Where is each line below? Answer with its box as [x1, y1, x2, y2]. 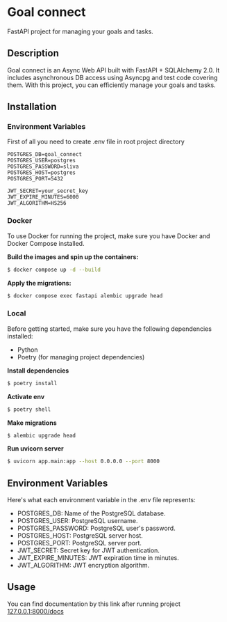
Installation [7, 101, 57, 113]
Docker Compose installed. [7, 239, 85, 247]
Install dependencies [7, 366, 69, 375]
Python [17, 345, 38, 354]
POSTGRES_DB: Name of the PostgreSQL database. [17, 509, 166, 518]
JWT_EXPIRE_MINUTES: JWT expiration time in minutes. [17, 554, 179, 562]
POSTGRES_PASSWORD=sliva [7, 163, 79, 171]
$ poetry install [7, 380, 58, 387]
